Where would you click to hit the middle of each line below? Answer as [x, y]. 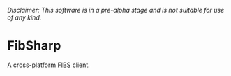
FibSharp [34, 46]
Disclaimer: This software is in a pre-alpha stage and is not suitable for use [116, 10]
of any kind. [24, 17]
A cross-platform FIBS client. [49, 65]
